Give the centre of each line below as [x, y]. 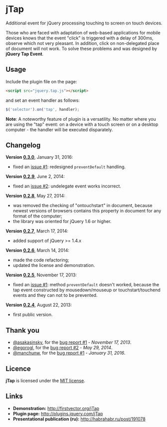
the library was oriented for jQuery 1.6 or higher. [62, 221]
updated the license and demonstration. [54, 265]
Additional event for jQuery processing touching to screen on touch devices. [84, 23]
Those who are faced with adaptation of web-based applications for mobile [83, 32]
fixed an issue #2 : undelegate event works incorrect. [67, 186]
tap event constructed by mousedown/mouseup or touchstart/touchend [87, 290]
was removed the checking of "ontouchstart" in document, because [83, 206]
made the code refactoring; [41, 260]
